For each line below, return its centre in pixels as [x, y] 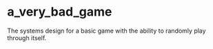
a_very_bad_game [60, 12]
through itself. [27, 37]
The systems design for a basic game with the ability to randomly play [106, 31]
